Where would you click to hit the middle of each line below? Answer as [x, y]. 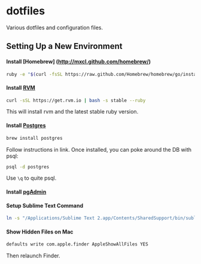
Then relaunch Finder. [33, 256]
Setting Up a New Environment [64, 46]
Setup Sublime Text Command [45, 205]
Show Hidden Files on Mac [40, 232]
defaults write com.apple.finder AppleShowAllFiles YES [77, 244]
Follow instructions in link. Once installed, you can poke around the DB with [99, 149]
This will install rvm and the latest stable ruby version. [72, 112]
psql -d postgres [28, 167]
